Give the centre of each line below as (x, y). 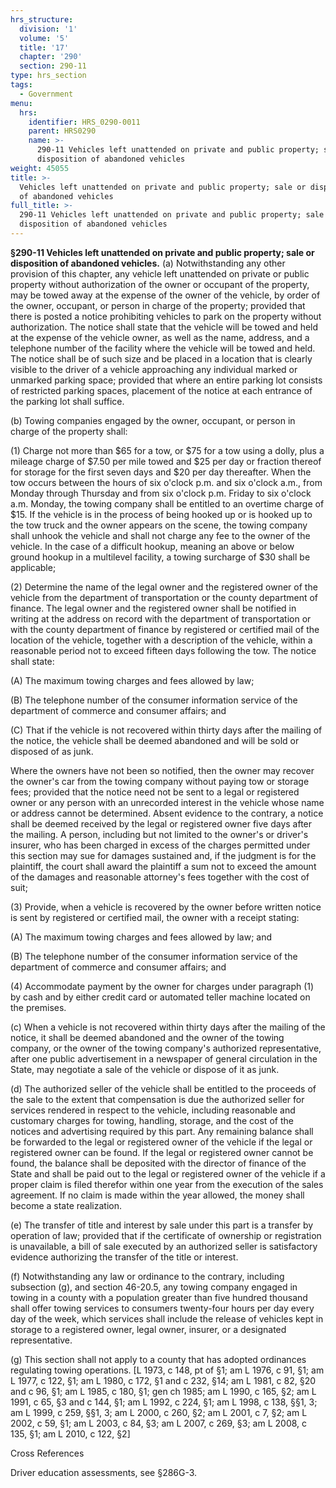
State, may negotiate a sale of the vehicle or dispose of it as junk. (145, 1069)
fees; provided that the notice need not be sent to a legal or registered (155, 792)
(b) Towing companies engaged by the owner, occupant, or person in (153, 420)
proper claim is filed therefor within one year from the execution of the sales (167, 1184)
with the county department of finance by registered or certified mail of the (165, 629)
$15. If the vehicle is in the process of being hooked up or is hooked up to (161, 514)
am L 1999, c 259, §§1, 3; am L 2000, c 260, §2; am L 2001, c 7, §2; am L (159, 1412)
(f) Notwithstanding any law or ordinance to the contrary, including (147, 1276)
